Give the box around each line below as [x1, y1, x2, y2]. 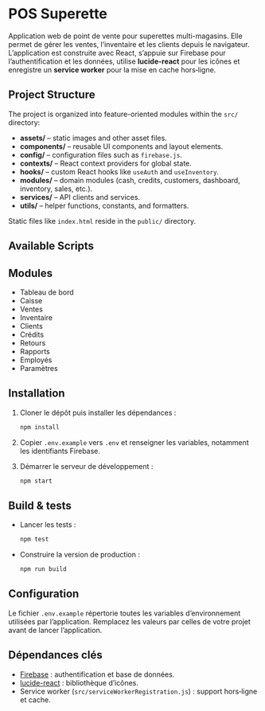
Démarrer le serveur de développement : [19, 461, 154, 471]
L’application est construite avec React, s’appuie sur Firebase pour [8, 48, 226, 57]
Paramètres [19, 363, 58, 373]
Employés [19, 355, 53, 365]
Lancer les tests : [19, 520, 76, 529]
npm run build [19, 565, 67, 573]
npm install [19, 423, 60, 431]
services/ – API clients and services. [19, 192, 141, 201]
